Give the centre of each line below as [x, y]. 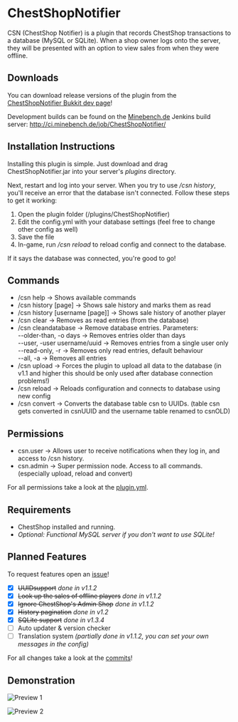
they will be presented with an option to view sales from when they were [113, 48]
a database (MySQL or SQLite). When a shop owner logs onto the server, [114, 40]
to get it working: [32, 200]
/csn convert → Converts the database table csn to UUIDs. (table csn [119, 403]
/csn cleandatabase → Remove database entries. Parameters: [108, 328]
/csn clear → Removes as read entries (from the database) [103, 320]
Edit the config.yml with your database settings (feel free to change [116, 222]
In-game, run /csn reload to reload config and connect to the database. [122, 244]
